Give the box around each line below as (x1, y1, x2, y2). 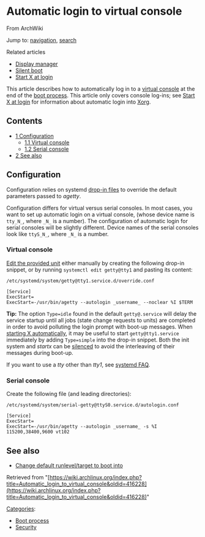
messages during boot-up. (6, 349, 73, 356)
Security (15, 523, 37, 531)
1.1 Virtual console (24, 139, 70, 146)
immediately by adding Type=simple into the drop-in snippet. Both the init (6, 336, 190, 343)
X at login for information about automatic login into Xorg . (6, 98, 151, 105)
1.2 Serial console (24, 145, 69, 153)
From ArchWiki (6, 25, 44, 32)
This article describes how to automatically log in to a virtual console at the (6, 85, 195, 93)
